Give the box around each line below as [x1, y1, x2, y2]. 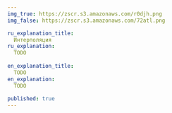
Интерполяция [13, 36, 52, 43]
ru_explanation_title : [7, 30, 74, 37]
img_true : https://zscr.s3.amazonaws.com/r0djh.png [7, 10, 162, 18]
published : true [7, 95, 55, 102]
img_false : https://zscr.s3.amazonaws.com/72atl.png [7, 17, 166, 24]
